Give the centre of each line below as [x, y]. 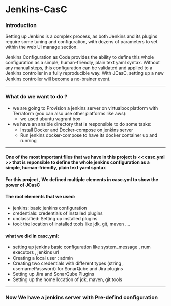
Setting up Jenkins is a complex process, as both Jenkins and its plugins [81, 36]
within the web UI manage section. [41, 47]
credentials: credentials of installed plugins [58, 213]
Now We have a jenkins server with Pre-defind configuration [82, 298]
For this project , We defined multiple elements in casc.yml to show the [82, 179]
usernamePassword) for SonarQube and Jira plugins [68, 269]
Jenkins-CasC [36, 9]
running [28, 140]
